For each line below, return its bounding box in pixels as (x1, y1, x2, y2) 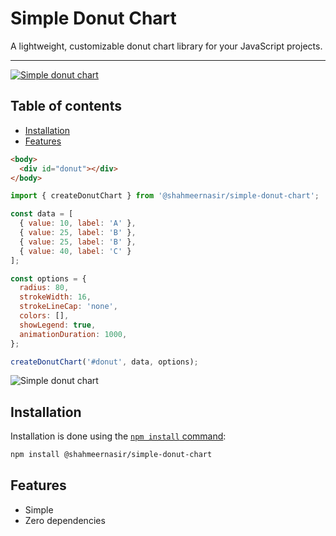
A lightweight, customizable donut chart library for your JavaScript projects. (10, 40, 323, 52)
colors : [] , (19, 311, 70, 321)
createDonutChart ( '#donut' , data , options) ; (10, 357, 199, 367)
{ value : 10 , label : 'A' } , (19, 218, 137, 229)
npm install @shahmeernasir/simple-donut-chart (10, 450, 213, 460)
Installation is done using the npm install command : (10, 430, 227, 442)
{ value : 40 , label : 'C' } (19, 246, 132, 256)
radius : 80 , (19, 283, 70, 293)
